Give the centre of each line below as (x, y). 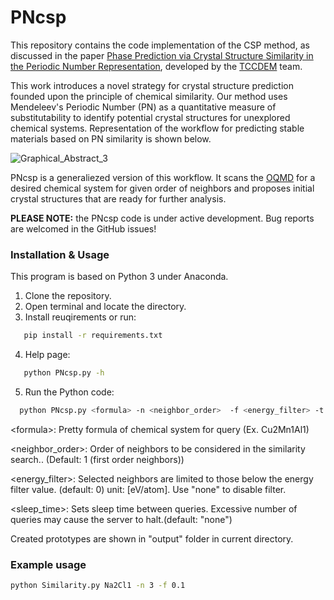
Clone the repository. (68, 296)
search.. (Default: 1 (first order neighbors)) (97, 459)
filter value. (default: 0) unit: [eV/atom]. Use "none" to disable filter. (148, 489)
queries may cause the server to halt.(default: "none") (121, 519)
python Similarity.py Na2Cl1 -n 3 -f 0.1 (98, 586)
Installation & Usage (60, 254)
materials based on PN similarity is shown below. (111, 138)
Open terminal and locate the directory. (105, 307)
